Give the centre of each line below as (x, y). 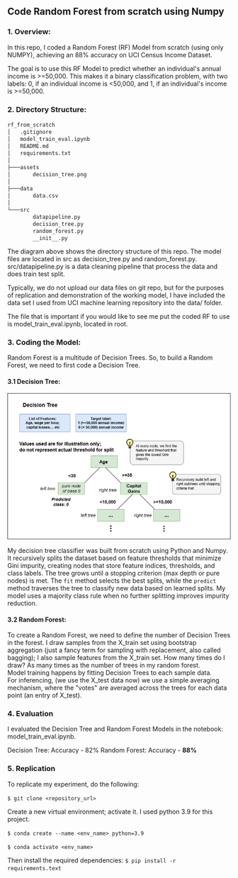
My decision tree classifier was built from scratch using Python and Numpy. (118, 550)
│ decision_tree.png (47, 174)
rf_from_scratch (31, 125)
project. (19, 819)
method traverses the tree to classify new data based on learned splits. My (117, 588)
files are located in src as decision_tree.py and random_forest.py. (102, 258)
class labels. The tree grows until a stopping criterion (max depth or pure (114, 573)
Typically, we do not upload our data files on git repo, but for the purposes (116, 287)
